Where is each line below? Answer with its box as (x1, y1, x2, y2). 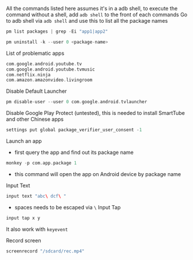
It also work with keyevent (6, 226, 68, 233)
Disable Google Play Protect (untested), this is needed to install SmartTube (6, 110, 185, 117)
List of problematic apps (6, 50, 65, 57)
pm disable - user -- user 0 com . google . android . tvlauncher (6, 99, 148, 105)
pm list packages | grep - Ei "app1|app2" (6, 29, 108, 34)
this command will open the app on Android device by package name (14, 170, 181, 177)
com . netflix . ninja (6, 72, 51, 78)
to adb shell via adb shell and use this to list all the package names (6, 17, 168, 24)
